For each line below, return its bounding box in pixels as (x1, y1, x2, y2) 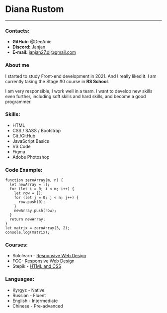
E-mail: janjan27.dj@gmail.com (12, 49, 76, 55)
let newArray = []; (9, 182, 50, 187)
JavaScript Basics (12, 138, 50, 144)
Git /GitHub (12, 133, 36, 139)
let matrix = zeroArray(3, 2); (5, 225, 70, 231)
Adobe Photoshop (12, 154, 50, 160)
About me (5, 62, 30, 69)
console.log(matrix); (5, 230, 50, 235)
